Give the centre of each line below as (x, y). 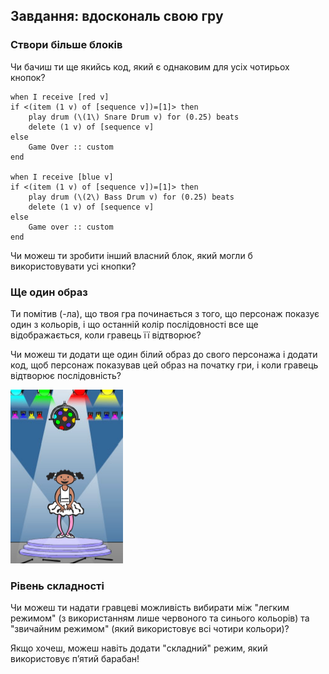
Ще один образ (49, 292)
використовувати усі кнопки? (73, 266)
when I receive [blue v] (62, 177)
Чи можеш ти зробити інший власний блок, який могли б (131, 255)
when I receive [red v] (60, 97)
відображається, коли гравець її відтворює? (106, 335)
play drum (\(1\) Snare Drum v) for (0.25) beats (134, 117)
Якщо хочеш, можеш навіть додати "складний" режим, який (139, 648)
